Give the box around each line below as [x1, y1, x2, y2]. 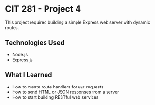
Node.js [12, 52, 28, 57]
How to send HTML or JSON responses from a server [12, 89, 119, 95]
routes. [5, 24, 19, 30]
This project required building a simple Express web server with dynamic [5, 19, 150, 25]
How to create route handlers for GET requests [12, 84, 104, 89]
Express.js [12, 57, 33, 63]
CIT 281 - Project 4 [5, 3, 81, 15]
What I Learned [5, 71, 52, 79]
